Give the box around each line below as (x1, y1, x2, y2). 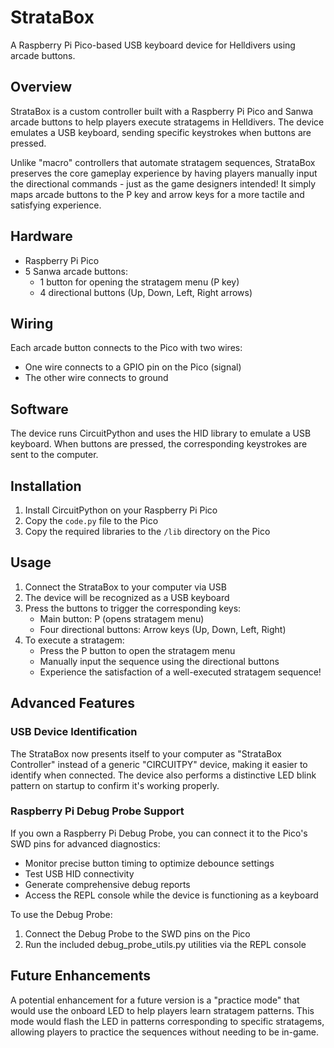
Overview (10, 79, 73, 96)
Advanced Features (10, 695, 136, 712)
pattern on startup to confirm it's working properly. (10, 779, 220, 791)
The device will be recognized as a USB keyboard (24, 591, 230, 603)
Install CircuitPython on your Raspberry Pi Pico (24, 504, 218, 516)
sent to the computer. (10, 449, 99, 461)
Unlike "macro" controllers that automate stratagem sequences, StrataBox (10, 156, 316, 168)
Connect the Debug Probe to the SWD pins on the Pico (24, 927, 251, 940)
